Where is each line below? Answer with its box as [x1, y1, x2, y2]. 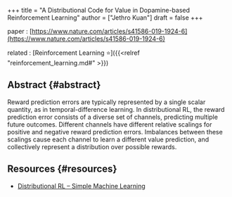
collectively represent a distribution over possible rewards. [7, 142, 177, 151]
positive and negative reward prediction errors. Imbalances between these [7, 127, 223, 136]
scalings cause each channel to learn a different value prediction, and [7, 135, 210, 144]
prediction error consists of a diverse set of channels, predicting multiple [7, 113, 218, 121]
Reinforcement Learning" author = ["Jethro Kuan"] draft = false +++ [7, 13, 203, 22]
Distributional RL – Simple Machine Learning [17, 182, 146, 190]
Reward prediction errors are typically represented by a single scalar [7, 98, 206, 106]
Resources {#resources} [7, 163, 117, 175]
